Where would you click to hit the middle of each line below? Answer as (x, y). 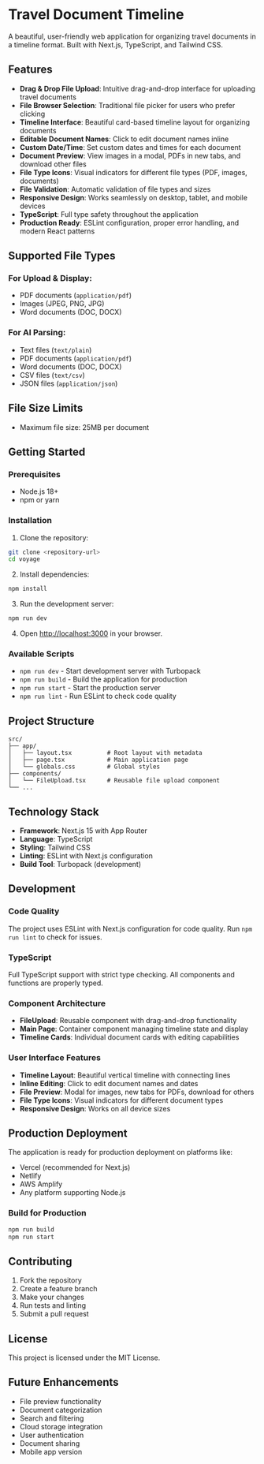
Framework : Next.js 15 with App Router (83, 831)
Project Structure (51, 721)
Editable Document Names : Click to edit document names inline (124, 139)
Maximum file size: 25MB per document (84, 427)
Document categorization (61, 1410)
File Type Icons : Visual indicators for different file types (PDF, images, (134, 172)
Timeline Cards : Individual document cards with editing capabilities (129, 1037)
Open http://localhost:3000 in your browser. (91, 633)
